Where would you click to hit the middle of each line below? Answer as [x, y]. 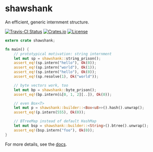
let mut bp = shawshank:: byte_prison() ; [55, 90]
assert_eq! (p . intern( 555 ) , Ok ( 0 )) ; [50, 112]
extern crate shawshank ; [30, 40]
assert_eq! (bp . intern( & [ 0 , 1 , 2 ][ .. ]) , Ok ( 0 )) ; [63, 94]
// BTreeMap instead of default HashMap [55, 121]
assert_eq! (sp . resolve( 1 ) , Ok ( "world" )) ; [56, 77]
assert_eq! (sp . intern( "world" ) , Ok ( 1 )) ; [55, 67]
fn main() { [17, 49]
